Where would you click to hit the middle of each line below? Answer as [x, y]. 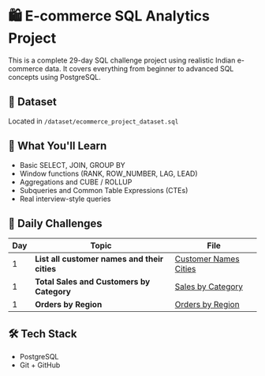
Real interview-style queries [65, 199]
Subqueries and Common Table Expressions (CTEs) [104, 190]
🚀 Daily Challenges [55, 223]
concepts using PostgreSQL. [54, 77]
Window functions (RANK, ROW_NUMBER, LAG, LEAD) [109, 173]
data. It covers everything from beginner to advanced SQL [139, 68]
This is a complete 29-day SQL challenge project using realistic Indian [122, 60]
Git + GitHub [40, 365]
